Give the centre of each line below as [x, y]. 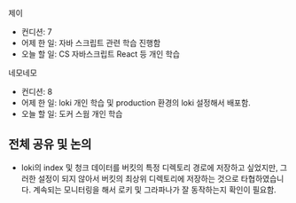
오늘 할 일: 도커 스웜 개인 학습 [72, 114]
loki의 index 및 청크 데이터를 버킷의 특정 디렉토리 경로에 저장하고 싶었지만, [149, 168]
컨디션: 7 [36, 32]
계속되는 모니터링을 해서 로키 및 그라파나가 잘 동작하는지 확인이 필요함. [155, 190]
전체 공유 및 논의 [50, 144]
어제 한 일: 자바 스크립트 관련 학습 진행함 [91, 43]
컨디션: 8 [37, 92]
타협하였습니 [262, 178]
